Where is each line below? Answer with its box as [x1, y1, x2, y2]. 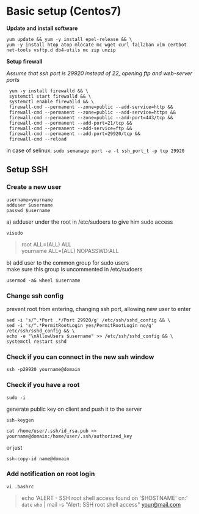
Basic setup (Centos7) [6, 4, 121, 18]
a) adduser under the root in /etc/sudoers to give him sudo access [6, 218, 173, 226]
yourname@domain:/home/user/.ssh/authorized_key [6, 433, 132, 439]
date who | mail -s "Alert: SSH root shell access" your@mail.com [21, 501, 181, 508]
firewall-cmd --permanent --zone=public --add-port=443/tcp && [9, 114, 173, 120]
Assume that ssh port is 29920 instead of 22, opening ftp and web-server [6, 69, 193, 77]
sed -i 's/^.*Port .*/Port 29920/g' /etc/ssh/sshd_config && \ [6, 317, 171, 323]
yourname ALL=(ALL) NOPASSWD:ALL [21, 247, 119, 254]
